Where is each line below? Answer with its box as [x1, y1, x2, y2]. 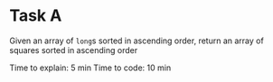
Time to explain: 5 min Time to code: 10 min [9, 62, 172, 73]
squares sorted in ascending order [9, 44, 138, 55]
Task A [9, 5, 62, 26]
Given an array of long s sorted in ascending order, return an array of [9, 35, 264, 46]
